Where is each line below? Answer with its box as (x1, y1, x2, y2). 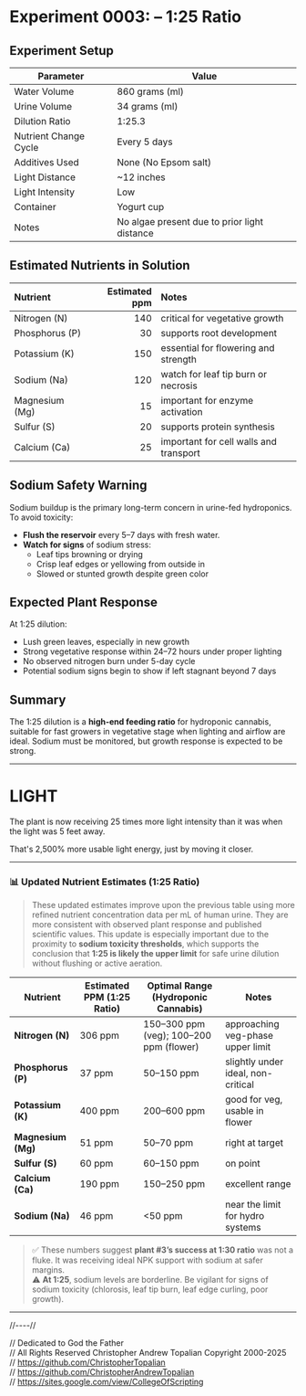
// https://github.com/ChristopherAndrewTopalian (9, 1367, 195, 1378)
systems (224, 1221, 261, 1234)
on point (224, 1158, 261, 1170)
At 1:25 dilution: (9, 619, 67, 629)
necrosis (160, 379, 198, 392)
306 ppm (79, 1030, 120, 1042)
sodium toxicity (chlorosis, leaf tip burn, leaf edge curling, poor (31, 1284, 269, 1295)
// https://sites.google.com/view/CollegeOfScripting (9, 1377, 204, 1388)
